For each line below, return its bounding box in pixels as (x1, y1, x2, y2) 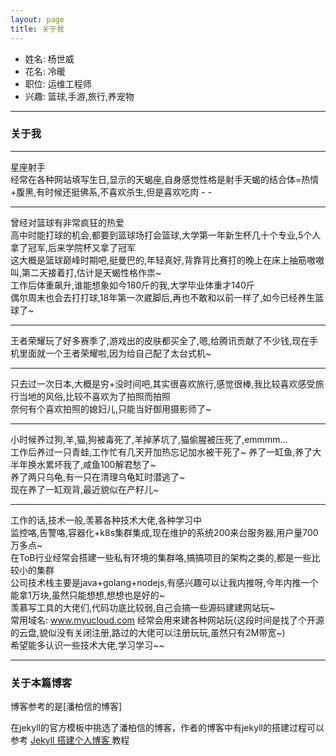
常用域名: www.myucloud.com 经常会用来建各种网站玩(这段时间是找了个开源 (10, 614, 325, 626)
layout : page (10, 14, 65, 25)
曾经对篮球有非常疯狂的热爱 (10, 216, 125, 228)
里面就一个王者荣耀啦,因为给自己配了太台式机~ (18, 347, 212, 359)
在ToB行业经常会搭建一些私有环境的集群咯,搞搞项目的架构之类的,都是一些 (10, 551, 312, 563)
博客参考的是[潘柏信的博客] (10, 701, 123, 713)
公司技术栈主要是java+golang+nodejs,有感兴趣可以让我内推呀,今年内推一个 (10, 576, 319, 588)
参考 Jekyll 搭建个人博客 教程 (10, 734, 130, 746)
